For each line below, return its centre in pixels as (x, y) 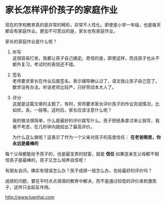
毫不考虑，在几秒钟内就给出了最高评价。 (53, 126)
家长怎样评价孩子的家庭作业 (62, 10)
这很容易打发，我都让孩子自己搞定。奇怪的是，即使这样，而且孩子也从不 (86, 58)
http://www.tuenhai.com (30, 197)
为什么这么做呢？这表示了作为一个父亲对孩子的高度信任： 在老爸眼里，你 (86, 137)
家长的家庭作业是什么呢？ (31, 41)
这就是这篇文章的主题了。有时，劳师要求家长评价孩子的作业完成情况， (84, 104)
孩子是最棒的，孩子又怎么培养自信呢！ (48, 160)
